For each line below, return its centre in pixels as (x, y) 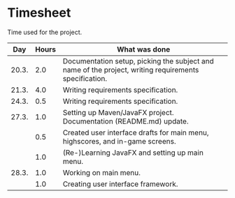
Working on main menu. (102, 172)
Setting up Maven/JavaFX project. (118, 112)
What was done (143, 49)
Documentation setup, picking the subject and (138, 61)
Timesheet (39, 13)
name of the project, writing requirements (131, 70)
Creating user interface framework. (120, 184)
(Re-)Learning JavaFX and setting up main (133, 153)
